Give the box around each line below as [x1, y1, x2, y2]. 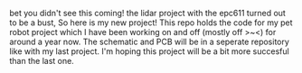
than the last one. [9, 56, 74, 66]
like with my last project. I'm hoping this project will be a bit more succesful [9, 46, 289, 57]
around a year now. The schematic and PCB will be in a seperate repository [9, 36, 289, 47]
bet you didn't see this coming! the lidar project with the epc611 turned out [9, 8, 287, 18]
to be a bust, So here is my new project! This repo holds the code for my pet [9, 17, 293, 28]
